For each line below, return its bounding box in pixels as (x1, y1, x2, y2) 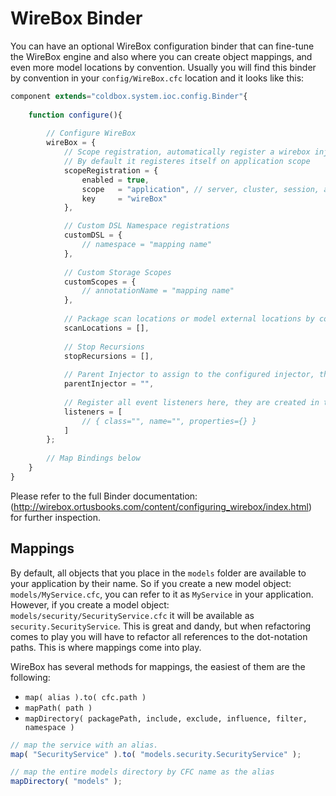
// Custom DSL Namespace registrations (63, 221, 230, 231)
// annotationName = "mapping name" (81, 286, 235, 296)
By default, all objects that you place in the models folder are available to (10, 567, 307, 579)
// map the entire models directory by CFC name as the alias (10, 767, 275, 777)
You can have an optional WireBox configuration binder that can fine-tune (10, 40, 315, 52)
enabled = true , (81, 175, 150, 185)
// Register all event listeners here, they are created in (63, 397, 320, 407)
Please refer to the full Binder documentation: (10, 490, 198, 502)
